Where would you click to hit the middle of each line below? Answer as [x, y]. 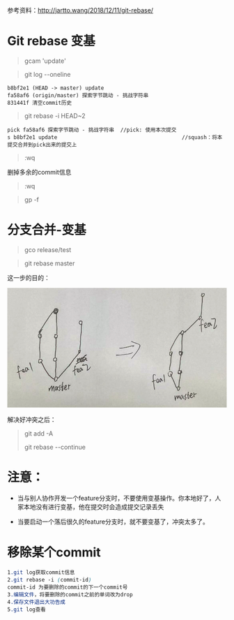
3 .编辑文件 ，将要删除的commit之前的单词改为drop [70, 595]
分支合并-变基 [47, 230]
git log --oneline [47, 74]
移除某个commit [54, 553]
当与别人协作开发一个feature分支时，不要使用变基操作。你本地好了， [116, 499]
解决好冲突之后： [32, 420]
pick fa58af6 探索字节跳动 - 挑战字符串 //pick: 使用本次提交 [92, 130]
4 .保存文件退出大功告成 [37, 602]
